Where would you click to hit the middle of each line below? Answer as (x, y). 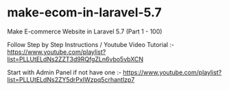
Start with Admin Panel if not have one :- (64, 72)
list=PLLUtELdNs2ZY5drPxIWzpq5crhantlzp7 (71, 79)
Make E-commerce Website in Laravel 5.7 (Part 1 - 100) (85, 31)
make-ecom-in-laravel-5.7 (85, 13)
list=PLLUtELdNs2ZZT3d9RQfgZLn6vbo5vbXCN (75, 59)
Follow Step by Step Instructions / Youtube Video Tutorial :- (91, 44)
